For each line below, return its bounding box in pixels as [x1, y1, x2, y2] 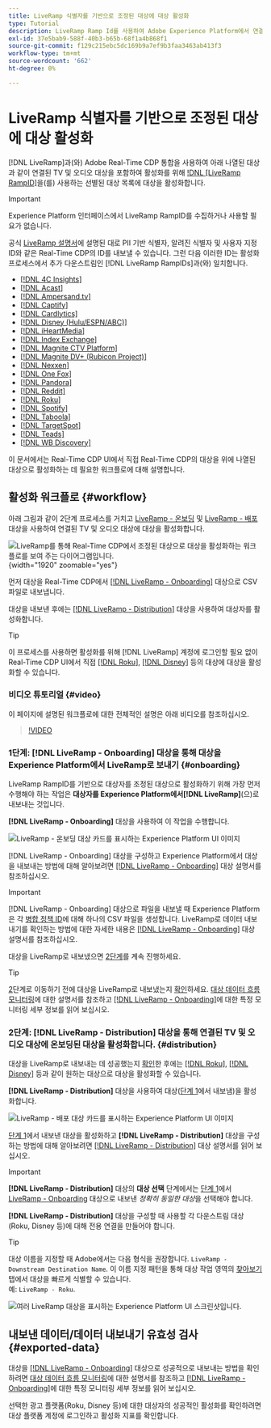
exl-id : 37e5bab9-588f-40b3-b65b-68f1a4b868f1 [8, 34, 168, 43]
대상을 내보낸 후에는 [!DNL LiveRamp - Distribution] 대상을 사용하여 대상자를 [8, 604, 252, 613]
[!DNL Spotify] [19, 403, 69, 413]
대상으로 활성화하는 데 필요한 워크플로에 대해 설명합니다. [8, 464, 186, 474]
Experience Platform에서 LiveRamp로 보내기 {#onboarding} [8, 759, 240, 770]
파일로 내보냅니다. [8, 587, 65, 596]
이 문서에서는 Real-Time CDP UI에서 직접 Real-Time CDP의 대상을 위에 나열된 [8, 454, 256, 464]
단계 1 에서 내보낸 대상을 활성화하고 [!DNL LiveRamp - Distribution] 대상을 [8, 1130, 245, 1141]
